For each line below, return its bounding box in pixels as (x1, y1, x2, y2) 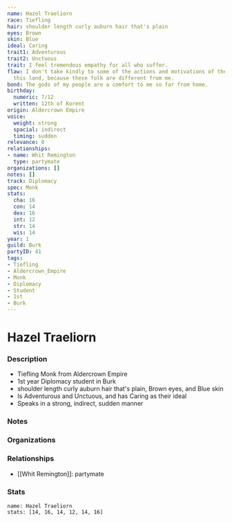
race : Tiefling (7, 17, 51, 24)
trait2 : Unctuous (7, 55, 57, 62)
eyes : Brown (7, 29, 41, 37)
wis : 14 (13, 229, 36, 236)
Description (7, 354, 48, 364)
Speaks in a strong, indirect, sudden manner (17, 399, 144, 408)
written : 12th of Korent (13, 100, 85, 107)
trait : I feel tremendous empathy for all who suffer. (7, 62, 168, 69)
